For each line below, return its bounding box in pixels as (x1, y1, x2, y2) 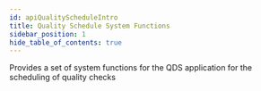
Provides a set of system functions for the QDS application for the (9, 62, 253, 73)
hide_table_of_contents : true (9, 37, 123, 47)
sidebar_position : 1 (9, 29, 87, 38)
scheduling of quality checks (9, 72, 117, 83)
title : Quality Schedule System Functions (9, 21, 170, 30)
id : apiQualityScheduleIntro (9, 12, 118, 22)
